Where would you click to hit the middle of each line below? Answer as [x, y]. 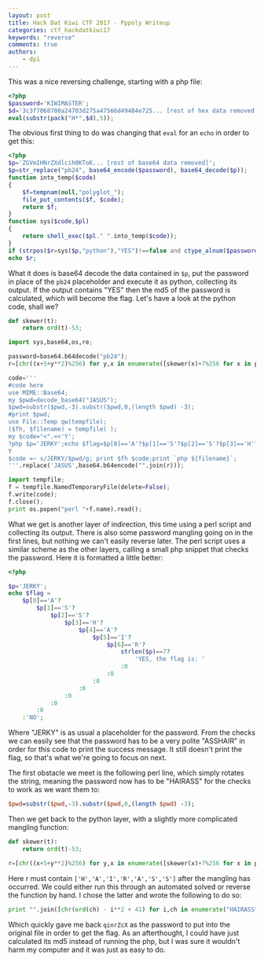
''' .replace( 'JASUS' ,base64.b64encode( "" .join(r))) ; [96, 466]
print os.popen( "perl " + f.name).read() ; [75, 509]
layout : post [29, 15]
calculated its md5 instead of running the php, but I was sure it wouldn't [124, 941]
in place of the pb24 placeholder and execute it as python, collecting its [123, 281]
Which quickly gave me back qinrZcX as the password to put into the [119, 924]
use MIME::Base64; [38, 393]
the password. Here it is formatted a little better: [86, 557]
